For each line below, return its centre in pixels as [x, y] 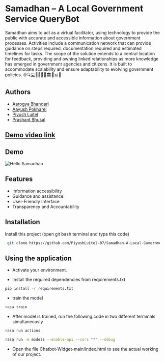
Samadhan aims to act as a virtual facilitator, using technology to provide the [82, 32]
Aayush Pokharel [29, 109]
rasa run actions [23, 331]
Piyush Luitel [25, 114]
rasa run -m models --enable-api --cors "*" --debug [60, 339]
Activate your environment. [40, 270]
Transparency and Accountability [46, 207]
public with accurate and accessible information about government [73, 38]
